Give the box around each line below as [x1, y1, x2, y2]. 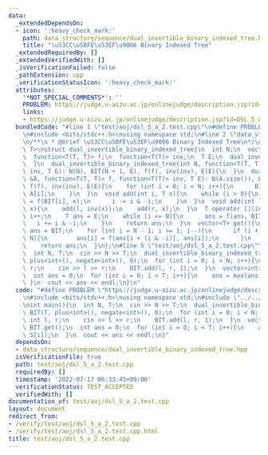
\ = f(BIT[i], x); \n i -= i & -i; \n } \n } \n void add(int [22, 197, 255, 205]
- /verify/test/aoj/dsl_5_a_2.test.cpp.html [8, 427, 159, 435]
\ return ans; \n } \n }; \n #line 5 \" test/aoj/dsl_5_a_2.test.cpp [22, 242, 251, 250]
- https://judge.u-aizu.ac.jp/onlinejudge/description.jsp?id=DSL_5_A [22, 116, 262, 124]
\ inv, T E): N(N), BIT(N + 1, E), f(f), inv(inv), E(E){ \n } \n [22, 168, 245, 176]
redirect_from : [8, 413, 59, 421]
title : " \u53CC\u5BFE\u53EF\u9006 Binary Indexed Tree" [22, 42, 213, 49]
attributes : [15, 85, 56, 94]
